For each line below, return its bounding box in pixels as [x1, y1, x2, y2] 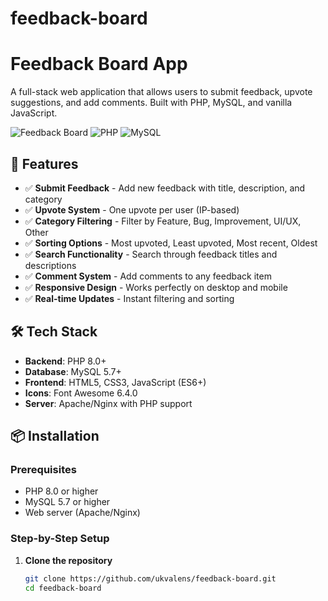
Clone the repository [24, 554, 113, 566]
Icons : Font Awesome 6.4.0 [24, 387, 138, 399]
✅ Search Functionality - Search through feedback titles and [24, 248, 278, 260]
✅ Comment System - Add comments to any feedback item [24, 270, 272, 282]
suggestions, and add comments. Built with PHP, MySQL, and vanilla [10, 97, 293, 109]
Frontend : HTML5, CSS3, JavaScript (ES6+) [24, 376, 207, 388]
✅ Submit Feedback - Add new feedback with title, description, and [24, 182, 306, 194]
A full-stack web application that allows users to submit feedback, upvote [10, 86, 313, 98]
